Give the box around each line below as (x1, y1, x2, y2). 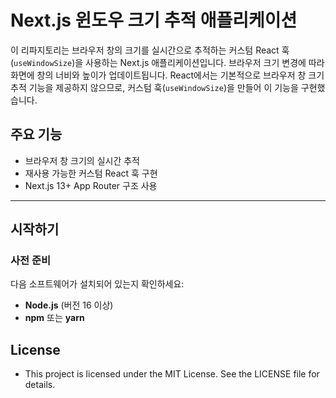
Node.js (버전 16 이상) (24, 299, 114, 311)
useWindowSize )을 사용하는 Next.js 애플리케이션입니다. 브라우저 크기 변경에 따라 (13, 56, 325, 68)
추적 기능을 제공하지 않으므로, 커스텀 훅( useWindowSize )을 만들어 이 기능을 (10, 81, 299, 93)
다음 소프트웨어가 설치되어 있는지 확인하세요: (10, 278, 185, 290)
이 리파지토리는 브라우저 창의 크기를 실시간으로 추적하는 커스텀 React (10, 44, 280, 56)
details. (24, 379, 56, 391)
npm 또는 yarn (24, 312, 85, 324)
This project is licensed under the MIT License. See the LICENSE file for (24, 368, 320, 380)
